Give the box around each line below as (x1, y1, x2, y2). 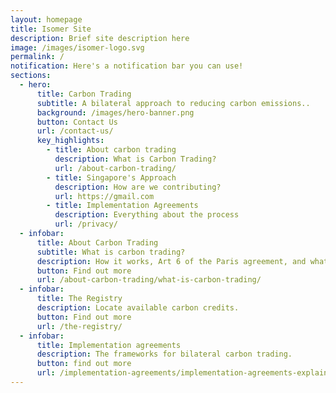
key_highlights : (36, 136, 105, 146)
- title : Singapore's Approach (46, 172, 177, 183)
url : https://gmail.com (54, 191, 155, 201)
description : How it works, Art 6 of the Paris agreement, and (36, 256, 307, 266)
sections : (10, 71, 52, 81)
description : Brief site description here (10, 33, 190, 43)
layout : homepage (10, 14, 83, 25)
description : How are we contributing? (54, 182, 222, 192)
